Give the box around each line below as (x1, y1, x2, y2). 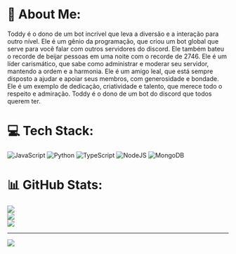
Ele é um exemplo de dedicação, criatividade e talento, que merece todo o (7, 82, 223, 90)
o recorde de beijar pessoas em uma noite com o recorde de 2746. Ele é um (7, 52, 227, 61)
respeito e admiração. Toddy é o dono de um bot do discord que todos (7, 89, 212, 98)
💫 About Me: (7, 6, 81, 23)
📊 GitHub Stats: (7, 177, 103, 193)
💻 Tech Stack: (7, 123, 94, 139)
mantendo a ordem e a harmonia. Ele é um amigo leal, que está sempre (7, 67, 214, 75)
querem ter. (7, 96, 41, 105)
